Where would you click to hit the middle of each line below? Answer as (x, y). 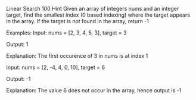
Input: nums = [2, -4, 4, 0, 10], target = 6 (56, 67)
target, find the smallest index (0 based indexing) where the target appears (98, 15)
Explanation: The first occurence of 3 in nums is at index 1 (77, 56)
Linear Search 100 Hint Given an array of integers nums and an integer (93, 9)
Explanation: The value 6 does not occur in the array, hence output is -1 (94, 90)
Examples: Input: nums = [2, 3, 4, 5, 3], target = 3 (66, 33)
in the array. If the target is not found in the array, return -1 (77, 21)
